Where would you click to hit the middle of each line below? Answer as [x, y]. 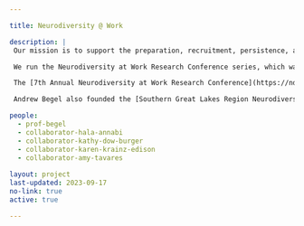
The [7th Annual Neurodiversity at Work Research [109, 83]
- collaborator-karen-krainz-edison [86, 149]
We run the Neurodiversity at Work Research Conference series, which [149, 67]
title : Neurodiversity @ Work [66, 25]
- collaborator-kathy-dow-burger [81, 141]
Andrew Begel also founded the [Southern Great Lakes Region [131, 99]
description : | [38, 42]
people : [24, 116]
